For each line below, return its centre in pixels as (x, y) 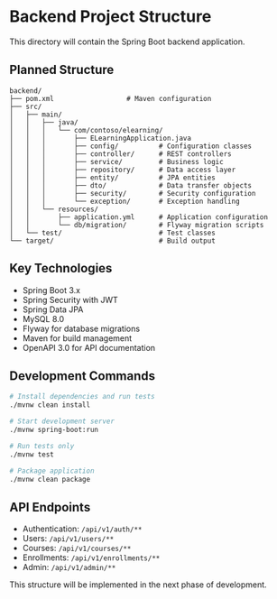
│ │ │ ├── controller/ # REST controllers (120, 154)
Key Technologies (61, 268)
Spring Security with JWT (70, 299)
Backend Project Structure (111, 17)
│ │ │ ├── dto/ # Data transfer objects (131, 185)
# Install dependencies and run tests (82, 397)
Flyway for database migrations (81, 328)
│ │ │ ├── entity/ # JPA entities (113, 178)
